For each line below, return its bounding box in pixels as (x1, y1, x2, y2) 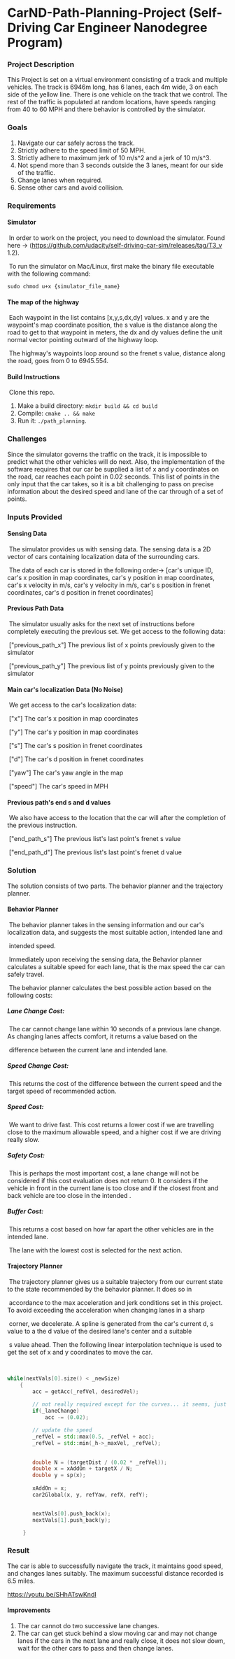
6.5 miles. (7, 1576, 35, 1585)
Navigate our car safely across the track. (17, 139, 135, 147)
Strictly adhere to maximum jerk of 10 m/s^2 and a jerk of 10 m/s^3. (17, 153, 211, 162)
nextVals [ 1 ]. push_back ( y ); (32, 1516, 111, 1523)
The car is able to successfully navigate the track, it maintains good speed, (7, 1562, 224, 1570)
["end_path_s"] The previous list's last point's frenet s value (8, 835, 181, 843)
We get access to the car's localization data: (8, 701, 137, 710)
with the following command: (7, 269, 91, 278)
